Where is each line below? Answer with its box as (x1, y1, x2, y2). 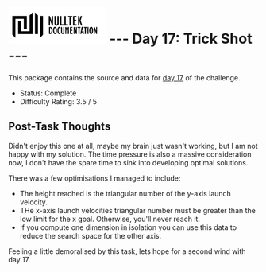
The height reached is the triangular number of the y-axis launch (19, 188, 232, 198)
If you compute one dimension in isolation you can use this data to (19, 222, 237, 232)
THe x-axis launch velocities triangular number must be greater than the (19, 205, 256, 215)
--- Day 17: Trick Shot (109, 30, 253, 48)
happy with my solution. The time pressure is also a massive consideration (8, 150, 252, 159)
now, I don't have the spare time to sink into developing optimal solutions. (8, 157, 249, 167)
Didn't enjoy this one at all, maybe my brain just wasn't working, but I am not (8, 141, 258, 150)
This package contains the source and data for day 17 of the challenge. (8, 72, 241, 82)
